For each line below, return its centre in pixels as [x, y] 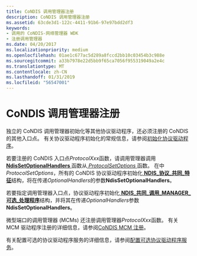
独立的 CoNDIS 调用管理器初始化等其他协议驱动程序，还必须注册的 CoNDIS [97, 131]
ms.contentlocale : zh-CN [37, 72]
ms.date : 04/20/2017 [32, 45]
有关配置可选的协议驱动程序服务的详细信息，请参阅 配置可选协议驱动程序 [94, 240]
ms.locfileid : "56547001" [38, 83]
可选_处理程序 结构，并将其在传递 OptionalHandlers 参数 [73, 200]
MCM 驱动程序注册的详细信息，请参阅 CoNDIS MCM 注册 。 [78, 227]
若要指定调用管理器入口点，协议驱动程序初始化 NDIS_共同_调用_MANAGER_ [98, 192]
